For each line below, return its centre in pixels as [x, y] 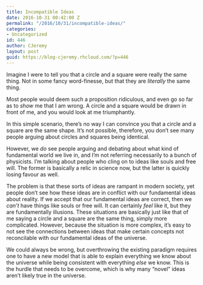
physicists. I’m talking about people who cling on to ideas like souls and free [101, 161]
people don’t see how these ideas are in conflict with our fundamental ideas [101, 193]
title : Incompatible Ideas [40, 12]
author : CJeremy [27, 46]
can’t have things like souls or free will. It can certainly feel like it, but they [98, 205]
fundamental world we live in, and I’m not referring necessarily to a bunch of [101, 155]
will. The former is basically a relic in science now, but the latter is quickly [98, 168]
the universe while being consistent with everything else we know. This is [98, 263]
